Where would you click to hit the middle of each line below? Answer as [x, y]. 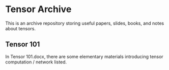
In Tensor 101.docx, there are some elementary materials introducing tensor [84, 56]
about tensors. [20, 28]
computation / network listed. [36, 62]
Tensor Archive [38, 9]
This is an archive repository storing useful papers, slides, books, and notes [85, 23]
